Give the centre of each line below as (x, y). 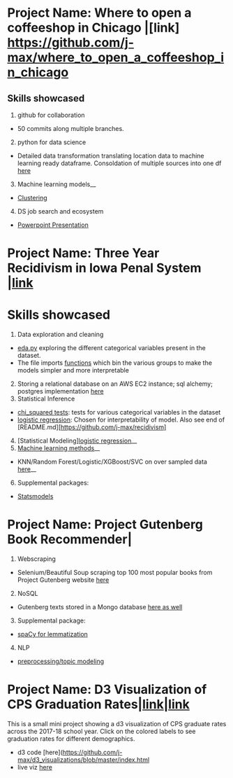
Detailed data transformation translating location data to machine (111, 156)
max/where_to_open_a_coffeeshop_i (116, 58)
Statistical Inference (46, 399)
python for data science (52, 142)
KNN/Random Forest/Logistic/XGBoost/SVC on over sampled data (112, 462)
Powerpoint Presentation (53, 225)
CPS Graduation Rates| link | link (98, 704)
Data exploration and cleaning (60, 335)
